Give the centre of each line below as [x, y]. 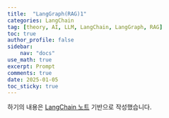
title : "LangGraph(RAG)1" [47, 14]
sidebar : [20, 47]
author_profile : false [41, 40]
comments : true [30, 73]
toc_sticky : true [33, 86]
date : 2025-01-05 [33, 79]
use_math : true [30, 60]
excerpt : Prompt [31, 66]
